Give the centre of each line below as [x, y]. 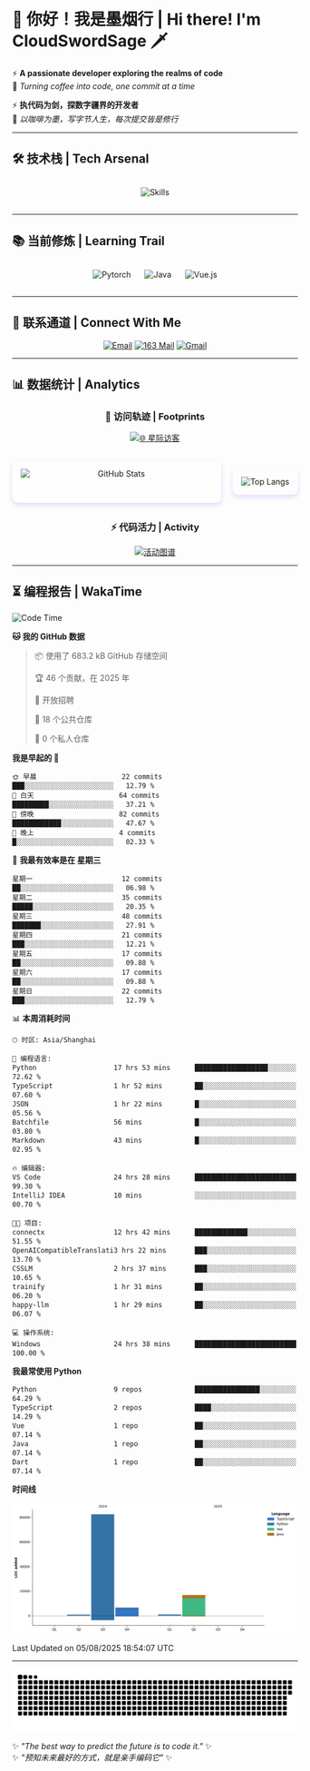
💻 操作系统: [34, 1333]
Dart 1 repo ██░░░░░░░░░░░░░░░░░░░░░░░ [155, 1462]
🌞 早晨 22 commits [87, 777]
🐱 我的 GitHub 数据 [49, 636]
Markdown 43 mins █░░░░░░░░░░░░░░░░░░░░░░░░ [155, 1141]
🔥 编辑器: [29, 1168]
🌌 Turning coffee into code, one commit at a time [104, 86]
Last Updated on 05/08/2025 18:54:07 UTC [93, 1648]
